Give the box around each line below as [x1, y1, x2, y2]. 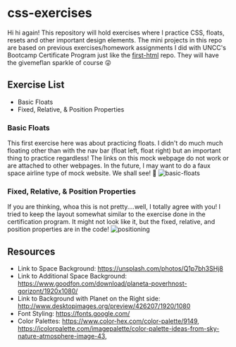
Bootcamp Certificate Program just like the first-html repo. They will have [7, 51, 220, 59]
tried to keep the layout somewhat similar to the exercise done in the [7, 210, 206, 218]
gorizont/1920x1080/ [17, 287, 78, 295]
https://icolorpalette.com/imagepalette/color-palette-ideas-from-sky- [17, 324, 220, 333]
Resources [7, 245, 56, 257]
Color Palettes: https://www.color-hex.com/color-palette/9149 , [17, 317, 199, 326]
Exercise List [7, 79, 65, 91]
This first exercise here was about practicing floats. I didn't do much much [7, 139, 223, 148]
